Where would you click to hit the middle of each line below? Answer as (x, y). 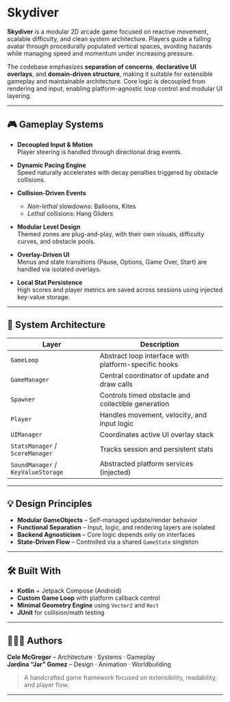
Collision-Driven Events (52, 192)
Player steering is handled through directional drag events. (100, 151)
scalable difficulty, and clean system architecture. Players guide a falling (109, 38)
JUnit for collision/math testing (61, 613)
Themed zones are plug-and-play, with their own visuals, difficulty (111, 234)
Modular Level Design (49, 227)
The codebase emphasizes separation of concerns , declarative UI (102, 66)
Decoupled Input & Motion (55, 145)
